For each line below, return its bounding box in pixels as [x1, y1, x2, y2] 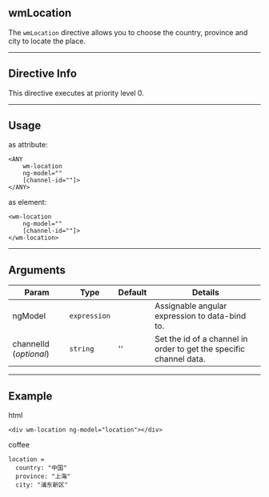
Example [8, 389, 53, 403]
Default [118, 287, 147, 299]
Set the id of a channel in [155, 334, 248, 345]
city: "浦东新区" [15, 481, 69, 489]
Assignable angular [155, 300, 227, 311]
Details [191, 287, 220, 299]
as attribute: [8, 140, 48, 150]
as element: [8, 198, 47, 207]
